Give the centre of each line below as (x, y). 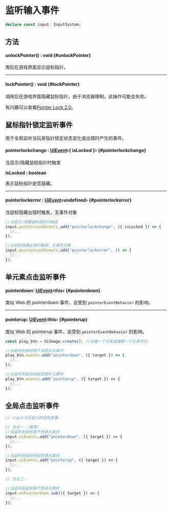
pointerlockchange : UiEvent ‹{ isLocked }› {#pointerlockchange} (76, 150)
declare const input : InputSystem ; (43, 24)
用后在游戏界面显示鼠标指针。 (37, 67)
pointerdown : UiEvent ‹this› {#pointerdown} (53, 290)
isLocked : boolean (26, 173)
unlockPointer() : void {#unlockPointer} (48, 55)
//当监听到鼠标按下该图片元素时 (34, 351)
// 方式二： (17, 479)
